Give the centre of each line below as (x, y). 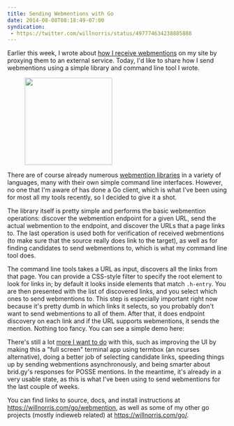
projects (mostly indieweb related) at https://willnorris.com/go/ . (98, 415)
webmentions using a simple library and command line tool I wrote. (104, 68)
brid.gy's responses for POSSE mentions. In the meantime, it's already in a (114, 372)
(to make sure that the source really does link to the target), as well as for (112, 241)
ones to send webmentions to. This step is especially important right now (112, 299)
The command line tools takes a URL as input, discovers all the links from (112, 269)
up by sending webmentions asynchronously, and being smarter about (109, 364)
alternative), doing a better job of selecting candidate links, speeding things (116, 357)
